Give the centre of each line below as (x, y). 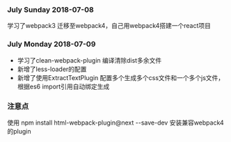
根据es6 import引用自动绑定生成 (63, 86)
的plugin (19, 131)
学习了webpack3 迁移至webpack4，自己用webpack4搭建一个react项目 (109, 26)
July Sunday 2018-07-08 (50, 10)
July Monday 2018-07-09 (51, 45)
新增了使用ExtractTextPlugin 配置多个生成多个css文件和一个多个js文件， (121, 77)
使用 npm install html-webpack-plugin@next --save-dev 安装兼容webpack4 (115, 123)
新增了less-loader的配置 (52, 69)
